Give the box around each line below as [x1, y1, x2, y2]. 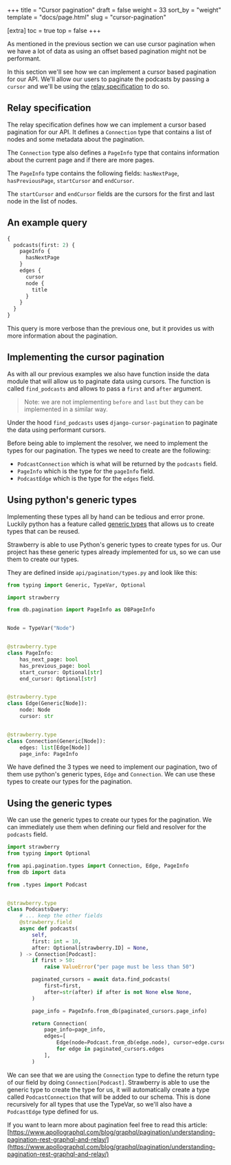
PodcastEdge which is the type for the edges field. [16, 474, 155, 482]
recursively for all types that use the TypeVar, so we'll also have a [7, 1100, 192, 1108]
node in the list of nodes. [7, 197, 78, 205]
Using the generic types [7, 797, 112, 809]
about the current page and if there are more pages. [7, 155, 155, 164]
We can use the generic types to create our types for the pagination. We [7, 816, 212, 824]
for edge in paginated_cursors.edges [56, 1045, 165, 1053]
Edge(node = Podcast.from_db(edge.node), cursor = [56, 1039, 195, 1046]
